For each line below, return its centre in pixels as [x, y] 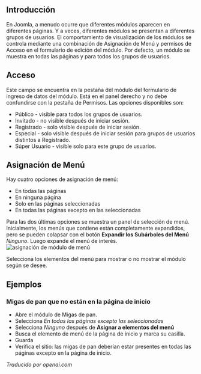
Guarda [24, 340]
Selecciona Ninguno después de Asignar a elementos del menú [94, 328]
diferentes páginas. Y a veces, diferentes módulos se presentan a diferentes [100, 31]
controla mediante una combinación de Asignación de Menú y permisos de [99, 43]
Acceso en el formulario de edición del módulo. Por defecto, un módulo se [98, 50]
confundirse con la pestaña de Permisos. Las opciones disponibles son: [95, 102]
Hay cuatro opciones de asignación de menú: [62, 179]
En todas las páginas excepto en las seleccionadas [78, 210]
